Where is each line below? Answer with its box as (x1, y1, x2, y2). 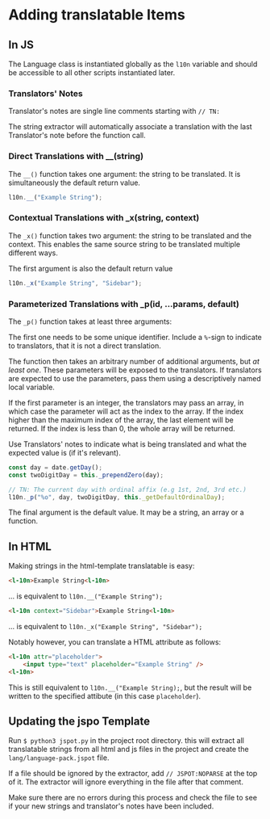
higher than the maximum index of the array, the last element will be (8, 414, 234, 425)
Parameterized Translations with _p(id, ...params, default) (8, 298, 239, 309)
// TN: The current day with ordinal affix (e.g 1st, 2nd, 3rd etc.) (8, 485, 247, 493)
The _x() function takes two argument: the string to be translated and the (8, 230, 252, 240)
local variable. (8, 382, 55, 392)
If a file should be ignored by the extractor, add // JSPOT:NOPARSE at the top (8, 769, 258, 779)
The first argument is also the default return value (8, 263, 173, 273)
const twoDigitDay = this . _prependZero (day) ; (8, 471, 164, 479)
